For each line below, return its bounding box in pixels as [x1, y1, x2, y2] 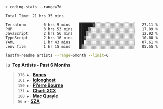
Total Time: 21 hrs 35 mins [5, 13, 64, 18]
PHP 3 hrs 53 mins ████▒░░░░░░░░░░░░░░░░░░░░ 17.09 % [5, 26, 158, 32]
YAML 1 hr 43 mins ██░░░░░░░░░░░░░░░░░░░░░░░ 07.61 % [5, 40, 158, 45]
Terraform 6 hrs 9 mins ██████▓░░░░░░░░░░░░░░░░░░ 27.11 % [5, 22, 158, 27]
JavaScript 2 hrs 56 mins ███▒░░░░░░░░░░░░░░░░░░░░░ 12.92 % [5, 31, 158, 36]
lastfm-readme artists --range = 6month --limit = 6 [5, 53, 109, 58]
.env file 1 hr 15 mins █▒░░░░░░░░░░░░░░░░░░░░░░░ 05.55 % [5, 44, 158, 49]
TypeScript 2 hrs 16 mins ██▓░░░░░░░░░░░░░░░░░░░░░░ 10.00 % [5, 35, 158, 40]
